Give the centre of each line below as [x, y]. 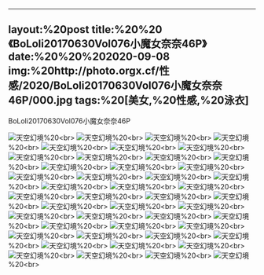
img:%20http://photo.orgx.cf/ [84, 71]
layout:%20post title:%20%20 [85, 29]
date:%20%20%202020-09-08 [89, 57]
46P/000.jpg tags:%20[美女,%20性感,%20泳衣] [128, 100]
